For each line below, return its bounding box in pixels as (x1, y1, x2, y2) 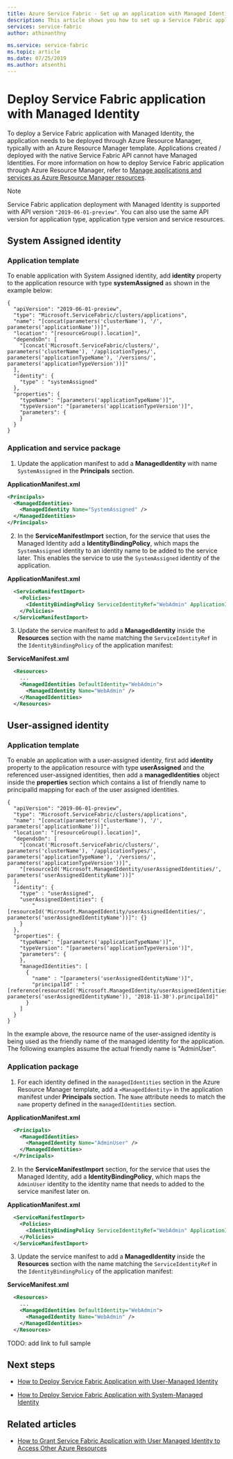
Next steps (7, 1359, 55, 1371)
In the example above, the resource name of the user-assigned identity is (7, 1030, 216, 1038)
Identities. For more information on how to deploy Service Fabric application (7, 158, 224, 167)
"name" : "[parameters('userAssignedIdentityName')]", (32, 975, 194, 982)
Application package (7, 1062, 79, 1072)
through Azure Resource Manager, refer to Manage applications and (7, 166, 202, 174)
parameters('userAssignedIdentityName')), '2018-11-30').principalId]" (7, 993, 218, 1000)
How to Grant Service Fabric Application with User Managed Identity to (17, 1437, 221, 1445)
